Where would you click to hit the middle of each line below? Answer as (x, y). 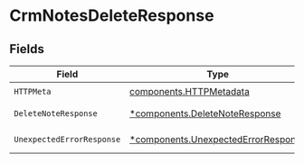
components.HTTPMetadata (190, 91)
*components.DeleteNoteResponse (205, 113)
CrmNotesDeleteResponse (112, 16)
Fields (27, 49)
